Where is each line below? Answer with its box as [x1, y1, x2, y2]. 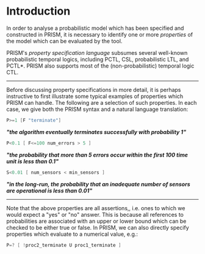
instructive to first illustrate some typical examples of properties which [6, 93, 184, 100]
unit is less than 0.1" [6, 157, 59, 165]
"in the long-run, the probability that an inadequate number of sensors [6, 180, 190, 188]
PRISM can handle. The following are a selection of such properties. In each [6, 99, 197, 106]
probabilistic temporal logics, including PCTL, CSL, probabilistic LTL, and [6, 55, 189, 63]
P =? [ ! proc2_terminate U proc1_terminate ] [6, 242, 121, 248]
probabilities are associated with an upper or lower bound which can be [6, 217, 187, 225]
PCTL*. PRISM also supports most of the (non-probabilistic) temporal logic [6, 62, 195, 69]
